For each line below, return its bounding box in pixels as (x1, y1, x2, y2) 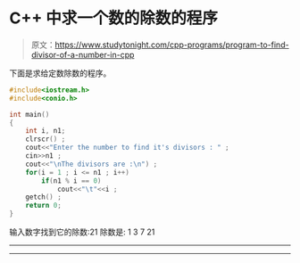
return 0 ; (25, 201, 62, 210)
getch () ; (25, 193, 62, 201)
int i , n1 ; (25, 127, 66, 136)
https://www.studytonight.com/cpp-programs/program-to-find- (54, 39, 289, 50)
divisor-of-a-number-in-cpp (30, 49, 135, 60)
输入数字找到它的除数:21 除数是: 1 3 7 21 (9, 226, 155, 237)
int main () (9, 110, 50, 119)
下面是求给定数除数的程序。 (9, 68, 112, 78)
